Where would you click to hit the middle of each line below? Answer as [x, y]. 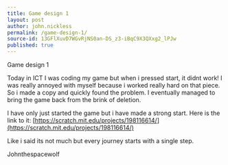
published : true [30, 45]
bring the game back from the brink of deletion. [74, 100]
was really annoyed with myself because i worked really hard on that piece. [114, 85]
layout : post [26, 20]
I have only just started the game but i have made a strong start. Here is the [114, 113]
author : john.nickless [39, 26]
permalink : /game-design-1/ [47, 33]
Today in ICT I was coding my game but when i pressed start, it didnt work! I [115, 78]
